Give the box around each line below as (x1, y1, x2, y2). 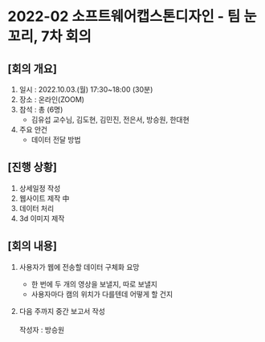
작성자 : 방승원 (18, 324, 65, 334)
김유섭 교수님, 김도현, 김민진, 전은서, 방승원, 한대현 (31, 115, 190, 124)
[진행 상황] (7, 161, 58, 174)
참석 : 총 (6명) (18, 105, 63, 114)
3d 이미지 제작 (18, 214, 65, 223)
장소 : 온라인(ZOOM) (18, 95, 85, 104)
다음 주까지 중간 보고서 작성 (18, 306, 106, 316)
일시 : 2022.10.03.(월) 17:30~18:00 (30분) (18, 85, 153, 94)
